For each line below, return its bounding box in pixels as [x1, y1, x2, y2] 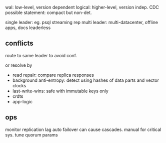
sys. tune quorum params [5, 131, 58, 137]
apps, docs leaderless [5, 25, 51, 31]
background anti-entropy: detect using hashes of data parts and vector [12, 77, 159, 83]
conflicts [5, 39, 33, 48]
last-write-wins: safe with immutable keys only [12, 88, 108, 94]
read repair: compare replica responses [12, 72, 94, 78]
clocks [12, 82, 26, 88]
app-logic [12, 98, 33, 104]
